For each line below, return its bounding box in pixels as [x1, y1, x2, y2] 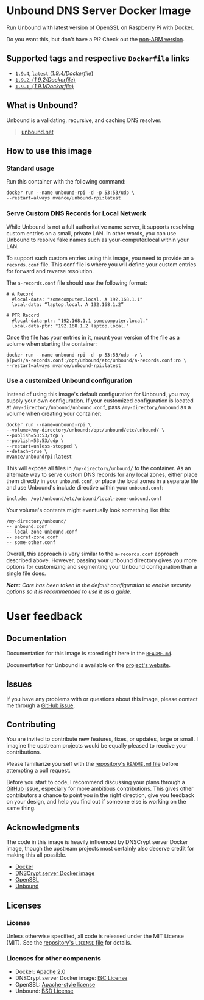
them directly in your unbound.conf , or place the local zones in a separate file [6, 477, 199, 485]
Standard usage [6, 164, 55, 173]
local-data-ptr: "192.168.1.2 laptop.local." [12, 323, 130, 329]
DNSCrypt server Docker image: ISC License [15, 974, 128, 982]
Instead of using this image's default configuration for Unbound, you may [6, 390, 190, 398]
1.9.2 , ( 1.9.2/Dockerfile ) [15, 76, 76, 83]
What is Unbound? [6, 100, 78, 110]
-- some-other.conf [6, 539, 56, 546]
